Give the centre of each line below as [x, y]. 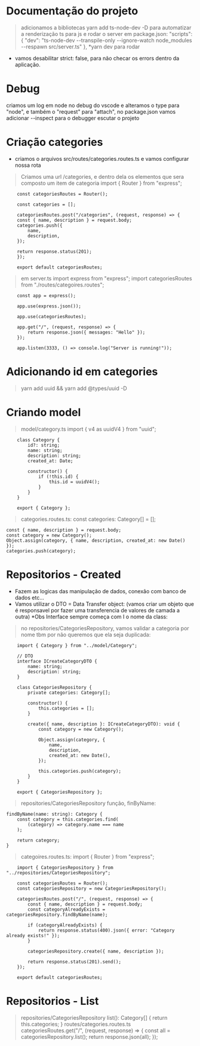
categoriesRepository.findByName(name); [57, 914]
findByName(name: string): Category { [54, 814]
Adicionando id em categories [82, 371]
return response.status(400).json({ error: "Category [106, 930]
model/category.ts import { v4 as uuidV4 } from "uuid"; [88, 429]
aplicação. [27, 65]
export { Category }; [44, 508]
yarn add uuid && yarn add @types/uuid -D [74, 388]
